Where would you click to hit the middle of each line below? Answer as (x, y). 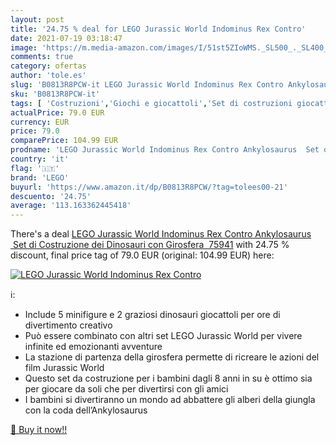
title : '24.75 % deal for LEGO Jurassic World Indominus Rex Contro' (158, 29)
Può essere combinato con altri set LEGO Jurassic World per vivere (163, 336)
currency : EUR (40, 122)
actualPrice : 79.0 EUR (57, 112)
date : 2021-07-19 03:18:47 (66, 38)
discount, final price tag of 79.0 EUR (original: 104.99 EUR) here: (142, 255)
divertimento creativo (68, 325)
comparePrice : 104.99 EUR (64, 141)
